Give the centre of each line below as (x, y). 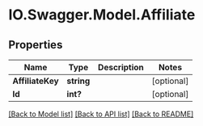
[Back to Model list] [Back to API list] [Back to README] (101, 114)
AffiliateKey (36, 81)
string (78, 81)
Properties (36, 45)
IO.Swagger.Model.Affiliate (102, 15)
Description (121, 67)
